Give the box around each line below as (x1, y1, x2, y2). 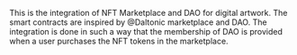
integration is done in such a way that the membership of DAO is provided (9, 27, 283, 36)
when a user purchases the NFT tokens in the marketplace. (9, 35, 229, 46)
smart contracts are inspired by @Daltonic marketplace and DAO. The (9, 17, 267, 27)
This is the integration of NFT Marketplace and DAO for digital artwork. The (9, 8, 288, 18)
